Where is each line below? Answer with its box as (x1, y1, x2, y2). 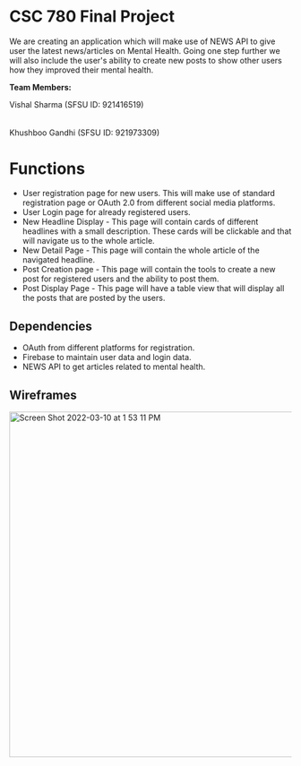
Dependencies (9, 318, 92, 333)
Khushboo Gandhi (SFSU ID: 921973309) (9, 127, 160, 138)
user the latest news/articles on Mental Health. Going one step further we (9, 45, 280, 56)
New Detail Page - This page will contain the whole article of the (21, 245, 260, 256)
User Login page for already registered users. (21, 207, 191, 218)
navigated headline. (21, 254, 96, 265)
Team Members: (9, 82, 72, 92)
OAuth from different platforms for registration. (21, 342, 195, 353)
